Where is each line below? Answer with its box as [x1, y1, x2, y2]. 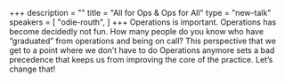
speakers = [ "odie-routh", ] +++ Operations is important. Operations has [9, 17, 277, 27]
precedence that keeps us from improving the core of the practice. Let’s [9, 55, 273, 64]
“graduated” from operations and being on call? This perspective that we [9, 35, 276, 46]
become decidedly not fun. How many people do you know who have [9, 26, 265, 36]
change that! [9, 64, 56, 74]
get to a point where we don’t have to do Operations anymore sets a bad [9, 45, 275, 56]
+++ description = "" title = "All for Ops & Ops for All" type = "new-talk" [9, 8, 272, 18]
